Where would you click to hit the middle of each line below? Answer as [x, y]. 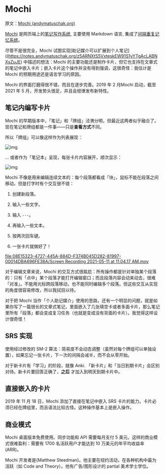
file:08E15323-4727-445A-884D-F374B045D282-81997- [63, 256]
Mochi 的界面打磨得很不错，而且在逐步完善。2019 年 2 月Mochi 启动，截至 [81, 84]
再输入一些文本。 [29, 225]
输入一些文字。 [27, 204]
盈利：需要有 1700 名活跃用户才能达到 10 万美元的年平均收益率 [81, 443]
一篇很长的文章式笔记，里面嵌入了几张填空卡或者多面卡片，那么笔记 [91, 306]
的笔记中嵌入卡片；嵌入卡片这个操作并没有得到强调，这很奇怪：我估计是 [78, 68]
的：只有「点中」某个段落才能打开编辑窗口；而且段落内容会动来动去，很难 [80, 277]
